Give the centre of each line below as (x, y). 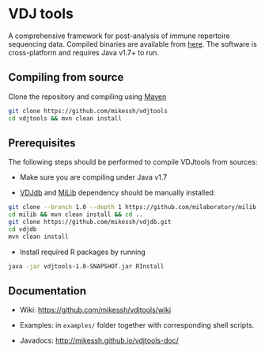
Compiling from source (66, 77)
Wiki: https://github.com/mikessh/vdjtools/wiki (95, 310)
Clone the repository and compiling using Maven (87, 97)
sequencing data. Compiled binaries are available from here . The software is (132, 44)
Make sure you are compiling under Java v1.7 (93, 177)
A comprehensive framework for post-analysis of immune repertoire (119, 36)
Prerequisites (42, 143)
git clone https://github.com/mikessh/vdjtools (88, 111)
